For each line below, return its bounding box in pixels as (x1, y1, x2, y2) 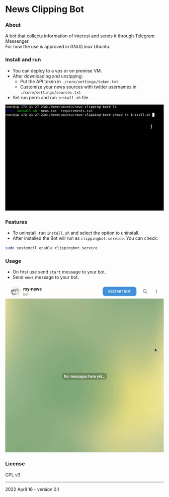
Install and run (5, 56, 41, 63)
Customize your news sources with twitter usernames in (20, 84, 137, 90)
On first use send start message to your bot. (12, 269, 106, 275)
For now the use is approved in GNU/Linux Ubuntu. (5, 44, 111, 50)
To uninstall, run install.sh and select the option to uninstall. (12, 230, 140, 236)
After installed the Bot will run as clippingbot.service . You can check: (12, 235, 158, 241)
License (5, 460, 25, 467)
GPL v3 (5, 472, 21, 478)
